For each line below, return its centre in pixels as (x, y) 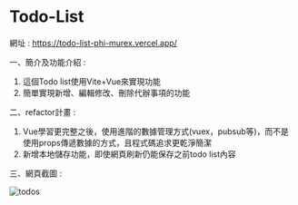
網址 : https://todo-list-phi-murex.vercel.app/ (93, 43)
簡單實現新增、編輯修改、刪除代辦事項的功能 (106, 93)
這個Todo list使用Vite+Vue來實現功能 (92, 81)
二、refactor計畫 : (43, 112)
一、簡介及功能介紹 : (48, 62)
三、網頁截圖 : (35, 173)
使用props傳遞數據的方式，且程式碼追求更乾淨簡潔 (117, 142)
